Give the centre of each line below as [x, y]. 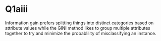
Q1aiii [17, 9]
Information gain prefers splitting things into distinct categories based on [79, 23]
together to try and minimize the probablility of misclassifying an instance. [81, 33]
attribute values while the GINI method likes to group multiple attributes [78, 28]
